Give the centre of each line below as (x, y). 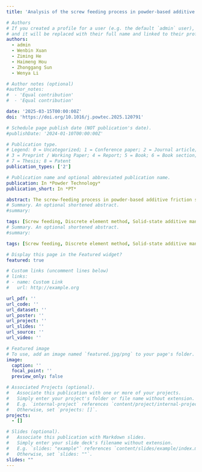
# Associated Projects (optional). (51, 388)
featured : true (25, 260)
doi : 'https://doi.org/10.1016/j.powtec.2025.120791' (75, 117)
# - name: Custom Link (35, 282)
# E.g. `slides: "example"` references (59, 449)
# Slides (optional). (33, 432)
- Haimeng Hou (29, 62)
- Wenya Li (25, 73)
